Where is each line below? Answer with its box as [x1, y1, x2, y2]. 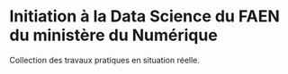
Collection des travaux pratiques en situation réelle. [9, 54, 201, 65]
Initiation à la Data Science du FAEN [9, 6, 281, 27]
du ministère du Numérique [9, 25, 218, 45]
